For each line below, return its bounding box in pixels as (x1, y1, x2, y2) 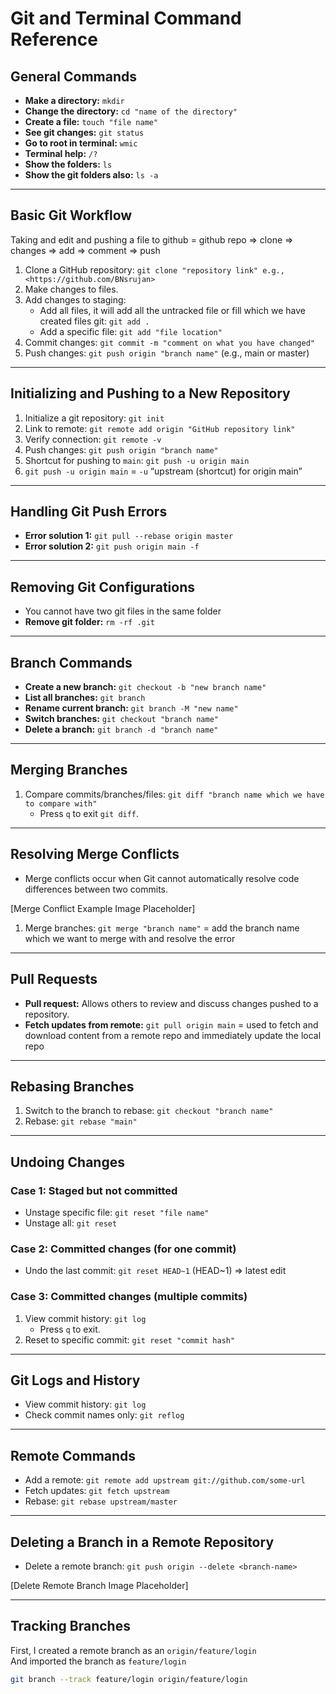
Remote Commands (10, 1447, 137, 1464)
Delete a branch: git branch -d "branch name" (24, 723, 219, 736)
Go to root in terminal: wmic (24, 137, 138, 149)
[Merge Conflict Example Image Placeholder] (10, 902, 196, 914)
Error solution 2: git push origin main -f (24, 540, 200, 552)
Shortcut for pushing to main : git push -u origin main (24, 454, 250, 466)
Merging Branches (10, 762, 128, 779)
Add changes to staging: (24, 293, 127, 306)
